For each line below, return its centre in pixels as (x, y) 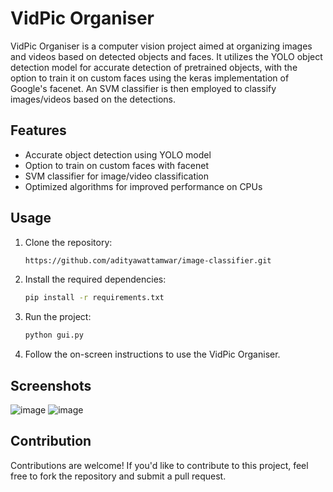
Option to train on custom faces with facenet (116, 165)
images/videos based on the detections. (93, 99)
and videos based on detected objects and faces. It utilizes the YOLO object (166, 56)
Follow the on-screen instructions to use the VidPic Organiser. (152, 354)
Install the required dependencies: (95, 279)
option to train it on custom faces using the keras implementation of (150, 78)
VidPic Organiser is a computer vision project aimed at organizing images (161, 46)
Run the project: (58, 317)
